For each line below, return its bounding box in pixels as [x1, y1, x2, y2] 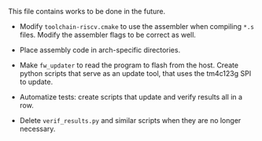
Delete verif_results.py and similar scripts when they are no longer [19, 116, 242, 125]
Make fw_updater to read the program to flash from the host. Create [19, 60, 238, 70]
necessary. [19, 125, 56, 133]
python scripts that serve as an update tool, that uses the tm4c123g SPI [19, 69, 252, 78]
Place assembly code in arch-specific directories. [19, 45, 181, 54]
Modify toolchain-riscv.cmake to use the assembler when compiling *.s [19, 22, 254, 31]
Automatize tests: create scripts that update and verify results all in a [19, 92, 242, 101]
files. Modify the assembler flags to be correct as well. [19, 31, 197, 39]
